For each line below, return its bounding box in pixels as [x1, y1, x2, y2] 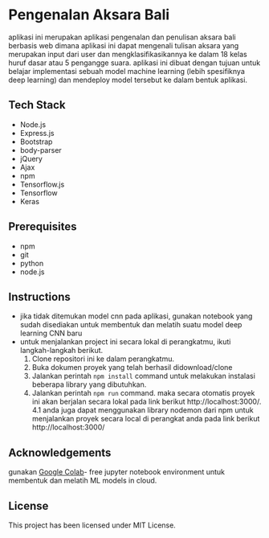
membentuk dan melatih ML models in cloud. [8, 476, 157, 486]
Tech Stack [8, 98, 66, 112]
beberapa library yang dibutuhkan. [31, 380, 147, 389]
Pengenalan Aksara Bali [8, 6, 170, 24]
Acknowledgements [8, 446, 112, 459]
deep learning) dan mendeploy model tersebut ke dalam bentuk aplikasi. [8, 75, 247, 84]
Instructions [8, 290, 71, 303]
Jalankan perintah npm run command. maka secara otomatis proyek [31, 388, 255, 398]
